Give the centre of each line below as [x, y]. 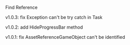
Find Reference [21, 7]
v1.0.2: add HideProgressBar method [44, 27]
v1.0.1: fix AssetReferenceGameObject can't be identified [65, 37]
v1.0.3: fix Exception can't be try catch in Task [54, 17]
